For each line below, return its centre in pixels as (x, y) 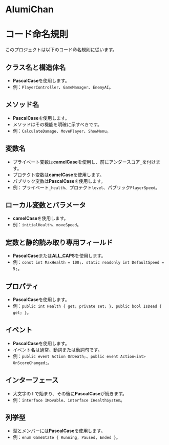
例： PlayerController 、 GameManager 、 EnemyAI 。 (63, 87)
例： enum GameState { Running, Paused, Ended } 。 (67, 437)
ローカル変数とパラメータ (46, 205)
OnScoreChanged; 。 (32, 363)
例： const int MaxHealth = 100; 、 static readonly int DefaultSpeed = (88, 262)
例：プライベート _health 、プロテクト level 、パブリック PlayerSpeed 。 (86, 187)
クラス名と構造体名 (36, 67)
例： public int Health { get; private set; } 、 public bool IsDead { (87, 306)
